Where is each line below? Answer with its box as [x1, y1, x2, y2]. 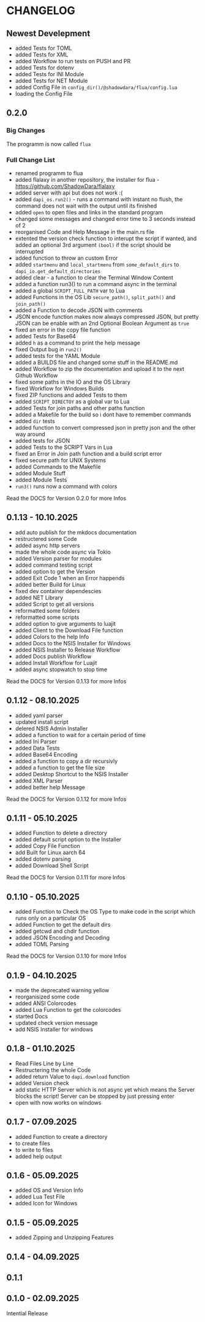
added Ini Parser [15, 737, 57, 745]
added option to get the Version [15, 567, 95, 575]
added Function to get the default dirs [15, 921, 111, 928]
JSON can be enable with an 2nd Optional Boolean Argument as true [15, 319, 190, 327]
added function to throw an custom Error [15, 254, 118, 262]
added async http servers [15, 542, 81, 549]
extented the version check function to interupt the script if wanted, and [15, 235, 197, 242]
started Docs [15, 1013, 48, 1020]
